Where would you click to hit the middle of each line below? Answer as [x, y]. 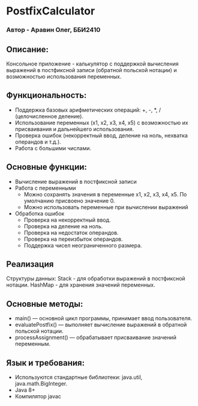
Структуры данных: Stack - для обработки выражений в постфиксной [96, 279]
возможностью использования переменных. [64, 76]
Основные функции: [46, 167]
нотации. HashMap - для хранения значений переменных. [81, 285]
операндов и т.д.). [38, 142]
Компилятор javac [38, 396]
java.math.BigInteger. [41, 383]
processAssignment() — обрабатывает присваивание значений [96, 338]
